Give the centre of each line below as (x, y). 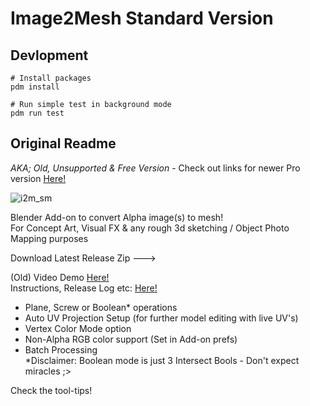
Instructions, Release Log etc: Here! (84, 288)
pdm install (35, 87)
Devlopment (49, 55)
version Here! (38, 178)
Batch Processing (61, 349)
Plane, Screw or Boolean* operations (101, 307)
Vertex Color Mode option (78, 328)
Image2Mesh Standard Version (142, 18)
